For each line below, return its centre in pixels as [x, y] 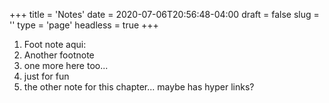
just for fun [46, 76]
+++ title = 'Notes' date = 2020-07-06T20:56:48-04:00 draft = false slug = [164, 14]
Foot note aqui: [55, 44]
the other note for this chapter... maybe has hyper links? [139, 87]
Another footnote [59, 55]
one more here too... [66, 65]
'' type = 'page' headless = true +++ [84, 25]
